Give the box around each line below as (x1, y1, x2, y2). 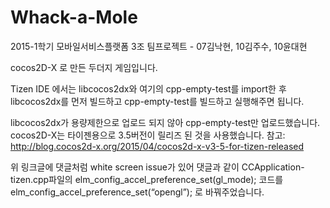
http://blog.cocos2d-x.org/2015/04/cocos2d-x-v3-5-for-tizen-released (10, 140, 305, 152)
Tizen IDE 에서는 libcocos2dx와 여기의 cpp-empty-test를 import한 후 (10, 82, 287, 95)
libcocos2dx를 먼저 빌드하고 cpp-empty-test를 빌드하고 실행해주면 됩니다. (10, 95, 305, 107)
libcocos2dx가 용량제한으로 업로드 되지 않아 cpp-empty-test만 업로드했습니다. (10, 116, 321, 128)
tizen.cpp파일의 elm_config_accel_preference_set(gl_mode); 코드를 (10, 173, 284, 185)
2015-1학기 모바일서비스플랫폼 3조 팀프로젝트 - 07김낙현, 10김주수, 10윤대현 (10, 40, 308, 52)
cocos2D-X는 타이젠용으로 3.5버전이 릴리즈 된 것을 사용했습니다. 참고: (10, 129, 286, 141)
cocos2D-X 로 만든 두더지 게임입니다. (10, 61, 158, 73)
